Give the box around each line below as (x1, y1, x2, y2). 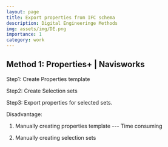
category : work (6, 37, 45, 43)
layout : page (6, 8, 39, 15)
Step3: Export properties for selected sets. (6, 99, 113, 106)
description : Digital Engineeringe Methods (6, 20, 118, 26)
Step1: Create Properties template (6, 75, 90, 82)
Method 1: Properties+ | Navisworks (6, 59, 146, 70)
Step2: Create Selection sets (6, 87, 78, 94)
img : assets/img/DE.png (6, 25, 67, 32)
